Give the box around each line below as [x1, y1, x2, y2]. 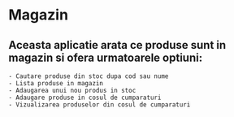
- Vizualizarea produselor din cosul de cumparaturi [8, 101, 191, 109]
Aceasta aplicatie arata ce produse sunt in [8, 38, 227, 52]
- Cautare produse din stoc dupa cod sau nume [8, 72, 169, 80]
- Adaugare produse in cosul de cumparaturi [8, 93, 162, 102]
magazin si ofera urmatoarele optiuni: [8, 50, 203, 64]
